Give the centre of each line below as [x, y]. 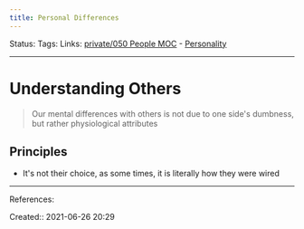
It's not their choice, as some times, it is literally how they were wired [151, 174]
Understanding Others [95, 88]
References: [32, 199]
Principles [38, 152]
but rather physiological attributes [95, 123]
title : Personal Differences [64, 18]
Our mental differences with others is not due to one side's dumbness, [162, 113]
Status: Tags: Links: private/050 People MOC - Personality [118, 43]
